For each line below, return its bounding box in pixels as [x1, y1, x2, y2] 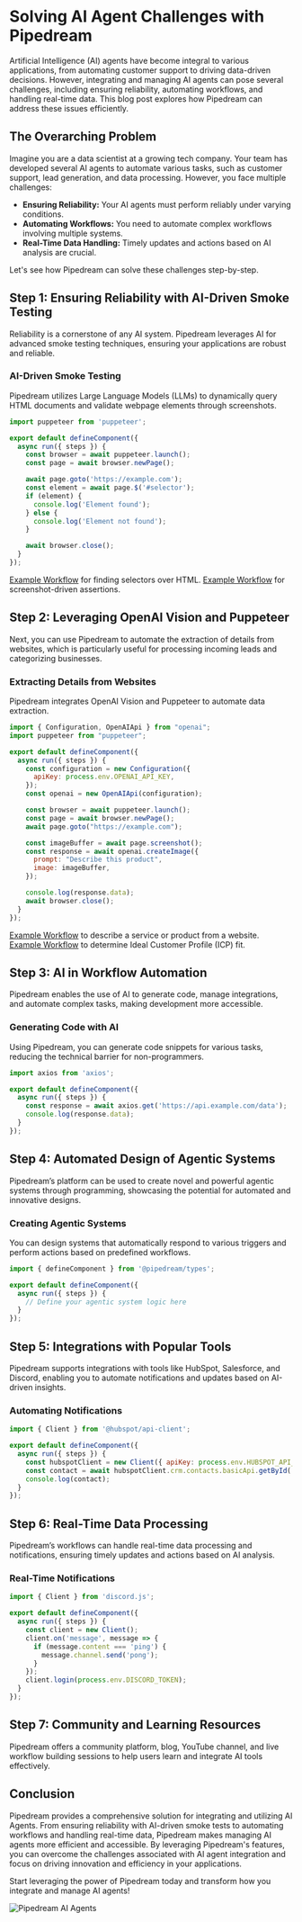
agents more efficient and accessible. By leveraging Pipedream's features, [9, 1838, 286, 1850]
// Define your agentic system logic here [25, 1298, 187, 1307]
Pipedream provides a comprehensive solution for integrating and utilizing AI [9, 1810, 293, 1821]
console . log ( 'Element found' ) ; [32, 499, 151, 509]
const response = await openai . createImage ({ [25, 847, 200, 856]
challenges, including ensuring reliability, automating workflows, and [9, 84, 263, 94]
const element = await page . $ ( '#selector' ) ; [25, 483, 195, 492]
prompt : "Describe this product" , [32, 855, 164, 865]
